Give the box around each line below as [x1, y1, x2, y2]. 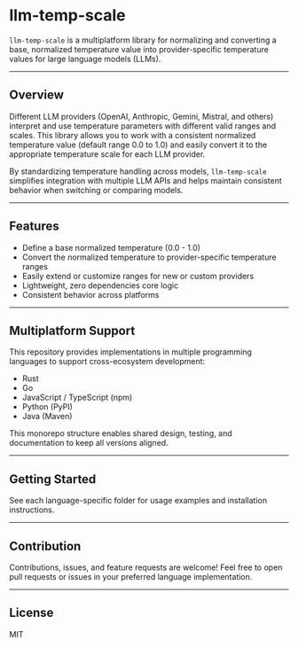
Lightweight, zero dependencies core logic [21, 280, 179, 291]
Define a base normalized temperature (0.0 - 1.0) [21, 242, 201, 253]
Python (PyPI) [21, 401, 74, 412]
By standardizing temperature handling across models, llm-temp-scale [9, 166, 268, 176]
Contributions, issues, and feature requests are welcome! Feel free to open [9, 562, 283, 573]
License [9, 605, 54, 620]
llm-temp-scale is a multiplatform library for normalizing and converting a [9, 35, 277, 45]
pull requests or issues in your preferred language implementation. [9, 572, 253, 581]
